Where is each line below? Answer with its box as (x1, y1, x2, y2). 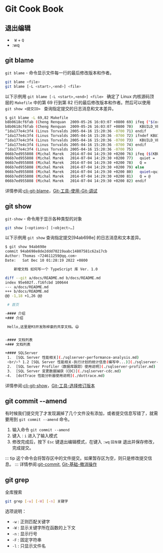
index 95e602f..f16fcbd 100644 (5, 280, 68, 285)
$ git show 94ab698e (5, 244, 47, 250)
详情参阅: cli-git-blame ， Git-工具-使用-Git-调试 (5, 188, 98, 194)
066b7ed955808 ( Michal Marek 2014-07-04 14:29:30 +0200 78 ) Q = (5, 160, 147, 166)
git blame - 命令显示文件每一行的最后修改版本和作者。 (5, 69, 114, 76)
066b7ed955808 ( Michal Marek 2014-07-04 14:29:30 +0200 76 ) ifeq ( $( (5, 151, 153, 156)
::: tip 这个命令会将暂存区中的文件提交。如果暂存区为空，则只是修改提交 (5, 455, 148, 461)
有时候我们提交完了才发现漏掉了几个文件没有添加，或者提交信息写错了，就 (5, 410, 154, 416)
